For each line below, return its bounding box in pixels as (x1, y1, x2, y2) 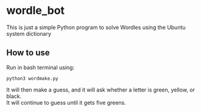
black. (6, 92, 22, 100)
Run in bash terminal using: (6, 64, 75, 71)
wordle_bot (6, 4, 65, 18)
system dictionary (6, 30, 52, 37)
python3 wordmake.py (6, 75, 59, 82)
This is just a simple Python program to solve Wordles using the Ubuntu (6, 24, 186, 31)
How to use (6, 48, 50, 58)
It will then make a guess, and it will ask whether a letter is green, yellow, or (6, 86, 195, 93)
